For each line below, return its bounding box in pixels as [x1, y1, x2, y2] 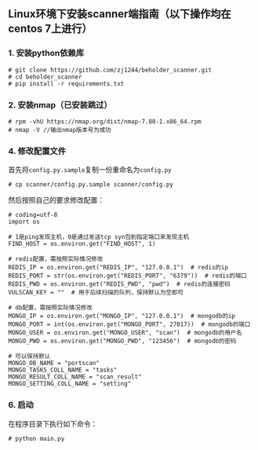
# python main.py [8, 434, 65, 442]
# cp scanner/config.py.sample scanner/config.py [8, 181, 174, 188]
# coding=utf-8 [8, 211, 58, 219]
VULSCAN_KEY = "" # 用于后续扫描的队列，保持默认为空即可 [8, 289, 184, 297]
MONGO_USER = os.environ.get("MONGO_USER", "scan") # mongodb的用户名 [8, 329, 243, 337]
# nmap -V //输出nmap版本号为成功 [8, 126, 111, 134]
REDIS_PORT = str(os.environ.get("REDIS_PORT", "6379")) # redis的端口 [8, 272, 247, 280]
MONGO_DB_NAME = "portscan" [8, 360, 100, 368]
